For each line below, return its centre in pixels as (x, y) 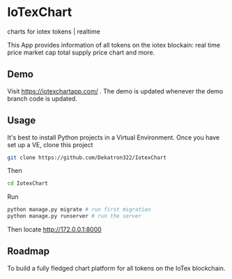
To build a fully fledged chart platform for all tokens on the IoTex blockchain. (116, 268)
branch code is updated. (42, 98)
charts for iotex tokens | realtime (54, 31)
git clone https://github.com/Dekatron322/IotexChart (87, 158)
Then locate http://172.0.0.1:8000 (55, 229)
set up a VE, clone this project (50, 144)
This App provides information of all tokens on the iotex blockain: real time (114, 45)
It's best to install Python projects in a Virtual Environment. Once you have (114, 137)
